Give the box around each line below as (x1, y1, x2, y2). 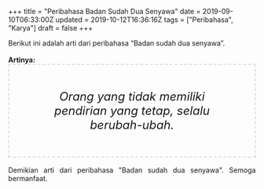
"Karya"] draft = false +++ (8, 24, 93, 32)
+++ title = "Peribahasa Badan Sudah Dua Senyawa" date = (8, 7, 201, 16)
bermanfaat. (8, 174, 48, 183)
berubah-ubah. (90, 118, 174, 133)
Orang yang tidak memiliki (58, 89, 206, 104)
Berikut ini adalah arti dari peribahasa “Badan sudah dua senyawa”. (8, 38, 225, 48)
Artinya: (8, 55, 35, 64)
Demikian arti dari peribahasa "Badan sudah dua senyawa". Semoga (8, 165, 256, 175)
